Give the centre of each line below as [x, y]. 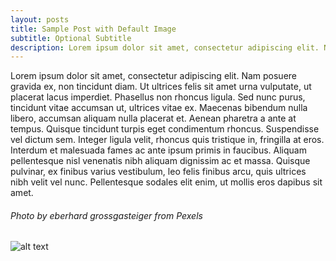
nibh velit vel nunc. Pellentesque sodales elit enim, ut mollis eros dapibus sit [166, 182]
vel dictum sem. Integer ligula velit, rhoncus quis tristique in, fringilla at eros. [167, 140]
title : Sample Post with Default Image [93, 29]
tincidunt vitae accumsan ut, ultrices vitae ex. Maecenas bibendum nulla [159, 108]
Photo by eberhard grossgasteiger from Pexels [106, 215]
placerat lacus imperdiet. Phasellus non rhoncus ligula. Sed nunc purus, [158, 97]
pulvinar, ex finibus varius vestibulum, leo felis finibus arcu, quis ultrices [158, 172]
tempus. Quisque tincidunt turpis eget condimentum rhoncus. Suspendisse [165, 129]
